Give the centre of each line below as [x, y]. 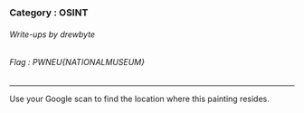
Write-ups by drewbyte [52, 34]
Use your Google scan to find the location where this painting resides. [139, 99]
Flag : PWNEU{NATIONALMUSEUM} [77, 62]
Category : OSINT [49, 13]
